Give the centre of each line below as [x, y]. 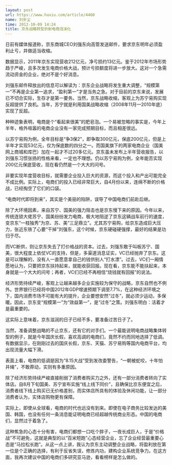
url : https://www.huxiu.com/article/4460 [50, 15]
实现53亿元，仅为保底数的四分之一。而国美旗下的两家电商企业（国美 [91, 145]
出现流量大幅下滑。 [26, 350]
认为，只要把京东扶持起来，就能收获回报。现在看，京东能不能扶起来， [88, 266]
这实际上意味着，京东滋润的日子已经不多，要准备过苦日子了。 [70, 320]
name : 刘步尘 [18, 19]
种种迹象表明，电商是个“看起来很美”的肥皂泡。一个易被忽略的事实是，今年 [84, 122]
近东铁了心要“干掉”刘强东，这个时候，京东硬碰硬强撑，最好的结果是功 [92, 229]
